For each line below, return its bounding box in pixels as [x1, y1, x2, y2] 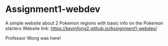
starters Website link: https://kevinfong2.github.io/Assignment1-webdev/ [5, 25, 157, 31]
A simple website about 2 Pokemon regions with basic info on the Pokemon [5, 20, 163, 26]
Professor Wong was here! [5, 35, 61, 41]
